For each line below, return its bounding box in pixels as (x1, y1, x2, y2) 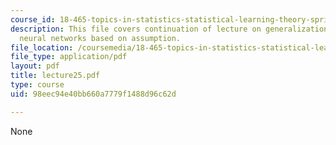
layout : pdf (10, 61, 60, 71)
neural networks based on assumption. (19, 33, 182, 43)
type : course (10, 80, 65, 90)
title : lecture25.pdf (10, 71, 101, 81)
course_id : (10, 14, 56, 25)
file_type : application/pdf (10, 52, 128, 62)
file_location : (10, 42, 74, 53)
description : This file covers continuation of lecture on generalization (10, 24, 329, 34)
